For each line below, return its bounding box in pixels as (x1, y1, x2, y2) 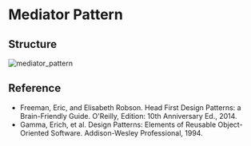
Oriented (19, 128, 50, 137)
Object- (217, 120, 243, 129)
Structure (8, 37, 58, 51)
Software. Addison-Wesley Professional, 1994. (50, 128, 203, 137)
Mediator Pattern (8, 6, 124, 24)
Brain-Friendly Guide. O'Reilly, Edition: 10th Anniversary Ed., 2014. (19, 111, 237, 120)
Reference (8, 81, 62, 95)
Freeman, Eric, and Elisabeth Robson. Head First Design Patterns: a (19, 102, 241, 112)
